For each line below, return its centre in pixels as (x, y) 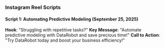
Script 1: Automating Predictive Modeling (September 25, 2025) (72, 19)
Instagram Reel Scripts (33, 7)
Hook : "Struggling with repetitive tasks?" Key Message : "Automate (73, 30)
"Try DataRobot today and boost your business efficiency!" (65, 40)
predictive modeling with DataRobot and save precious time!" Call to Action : (83, 35)
